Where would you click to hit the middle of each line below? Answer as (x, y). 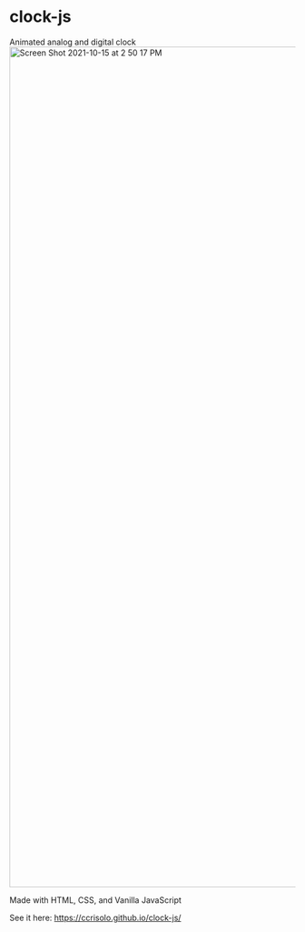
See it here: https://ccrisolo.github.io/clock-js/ (95, 917)
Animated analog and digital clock (73, 42)
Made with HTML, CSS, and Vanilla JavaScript (95, 900)
